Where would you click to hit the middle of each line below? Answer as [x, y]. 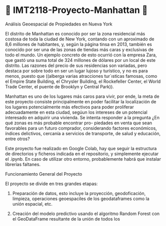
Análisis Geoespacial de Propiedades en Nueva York [59, 24]
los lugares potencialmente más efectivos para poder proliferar [70, 107]
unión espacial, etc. [32, 204]
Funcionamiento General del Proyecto [44, 174]
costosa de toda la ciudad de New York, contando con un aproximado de [80, 39]
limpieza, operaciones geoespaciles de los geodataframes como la [81, 199]
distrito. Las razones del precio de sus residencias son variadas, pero [76, 65]
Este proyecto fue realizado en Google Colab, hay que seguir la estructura [81, 148]
